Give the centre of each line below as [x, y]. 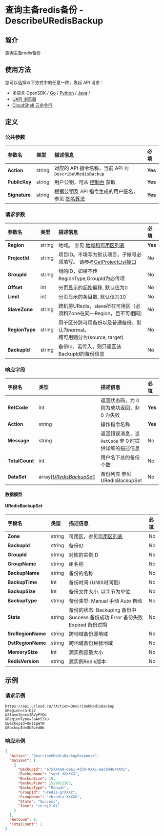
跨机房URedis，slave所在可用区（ [97, 306]
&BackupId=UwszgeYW [25, 723]
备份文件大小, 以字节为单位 [100, 591]
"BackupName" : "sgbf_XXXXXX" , [49, 774]
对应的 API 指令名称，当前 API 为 [92, 168]
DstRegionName [27, 643]
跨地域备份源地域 [89, 634]
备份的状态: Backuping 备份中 [103, 610]
